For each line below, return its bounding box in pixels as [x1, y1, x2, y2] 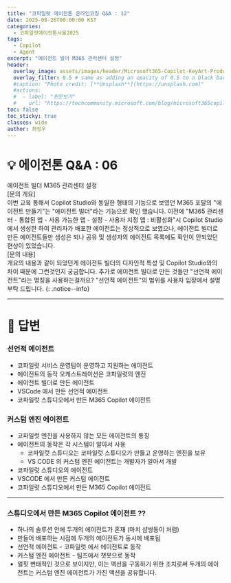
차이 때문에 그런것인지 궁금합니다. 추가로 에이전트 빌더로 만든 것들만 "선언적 [7, 267, 210, 276]
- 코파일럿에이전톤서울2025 [13, 29, 79, 37]
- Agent [13, 49, 36, 56]
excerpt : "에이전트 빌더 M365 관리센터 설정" [7, 55, 122, 62]
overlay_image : [13, 68, 57, 74]
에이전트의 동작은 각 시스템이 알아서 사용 [16, 440, 126, 449]
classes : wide [7, 119, 48, 126]
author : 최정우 [7, 125, 47, 132]
